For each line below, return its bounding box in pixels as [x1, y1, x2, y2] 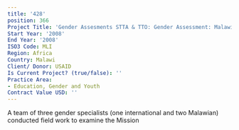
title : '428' [7, 10, 46, 18]
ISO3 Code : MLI [7, 43, 53, 50]
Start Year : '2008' [7, 30, 65, 37]
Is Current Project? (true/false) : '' [7, 69, 122, 76]
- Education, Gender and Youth [7, 83, 100, 90]
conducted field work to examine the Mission [7, 116, 139, 124]
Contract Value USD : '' [7, 89, 78, 96]
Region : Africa [7, 50, 53, 57]
